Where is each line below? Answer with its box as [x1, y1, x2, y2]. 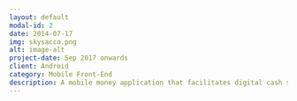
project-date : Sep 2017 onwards [9, 54, 128, 62]
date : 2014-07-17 [9, 29, 73, 38]
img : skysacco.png [9, 37, 77, 47]
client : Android [9, 62, 69, 71]
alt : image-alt [9, 46, 65, 54]
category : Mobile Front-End [9, 70, 113, 79]
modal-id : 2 [9, 21, 53, 30]
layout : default [9, 12, 69, 22]
